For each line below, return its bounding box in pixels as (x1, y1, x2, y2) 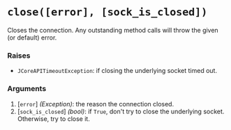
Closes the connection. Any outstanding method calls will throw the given (7, 26, 218, 34)
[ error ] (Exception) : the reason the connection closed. (17, 99, 174, 108)
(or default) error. (7, 33, 57, 42)
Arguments (7, 84, 47, 94)
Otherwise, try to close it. (17, 114, 91, 123)
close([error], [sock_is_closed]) (7, 6, 208, 19)
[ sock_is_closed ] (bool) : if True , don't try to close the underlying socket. (17, 107, 225, 115)
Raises (7, 51, 31, 60)
